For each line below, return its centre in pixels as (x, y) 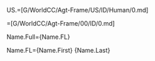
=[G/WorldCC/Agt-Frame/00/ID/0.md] (61, 23)
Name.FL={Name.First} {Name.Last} (58, 50)
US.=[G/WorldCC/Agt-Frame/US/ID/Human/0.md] (77, 10)
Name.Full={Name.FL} (38, 37)
